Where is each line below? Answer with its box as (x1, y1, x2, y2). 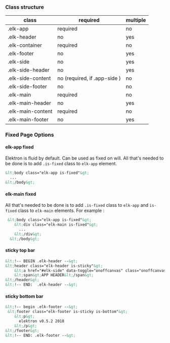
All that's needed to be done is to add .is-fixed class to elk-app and (5, 202, 149, 208)
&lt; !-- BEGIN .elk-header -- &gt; (5, 258, 78, 264)
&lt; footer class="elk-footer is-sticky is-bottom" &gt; (7, 309, 128, 315)
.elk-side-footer (8, 83, 47, 90)
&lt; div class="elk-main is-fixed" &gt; (14, 222, 99, 227)
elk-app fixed (5, 144, 34, 150)
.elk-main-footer (8, 116, 49, 123)
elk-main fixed (5, 191, 36, 197)
